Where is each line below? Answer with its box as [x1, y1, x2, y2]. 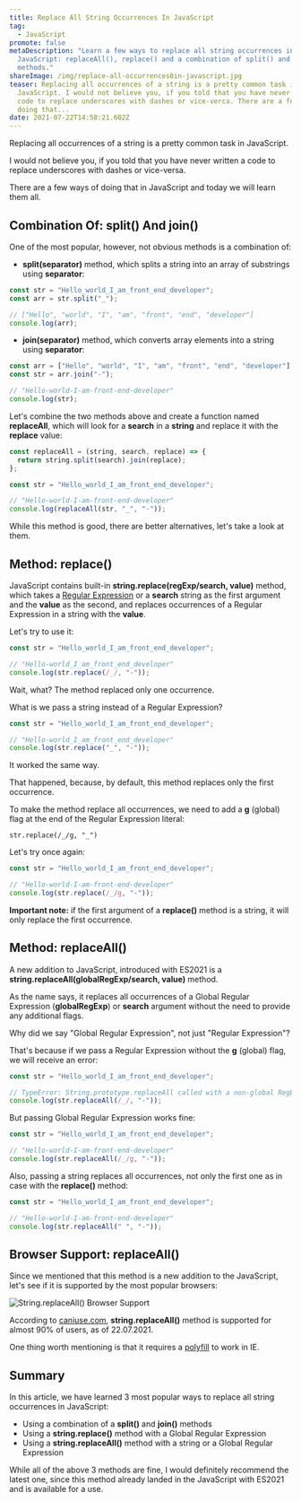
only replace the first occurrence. [9, 914, 133, 925]
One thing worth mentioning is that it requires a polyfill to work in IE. [9, 1342, 260, 1353]
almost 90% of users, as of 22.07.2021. [9, 1324, 154, 1335]
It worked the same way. [9, 760, 100, 771]
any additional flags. [9, 1010, 84, 1021]
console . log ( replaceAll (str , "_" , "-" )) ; [9, 504, 167, 514]
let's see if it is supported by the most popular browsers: [9, 1280, 218, 1291]
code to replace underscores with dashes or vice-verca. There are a [17, 96, 282, 106]
